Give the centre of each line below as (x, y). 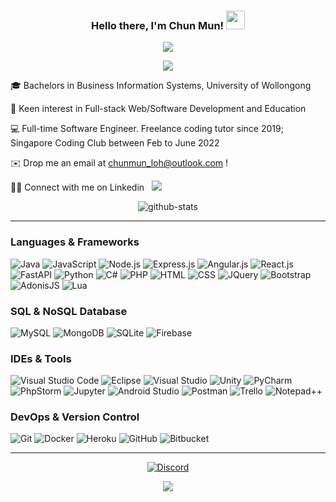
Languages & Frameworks (75, 242)
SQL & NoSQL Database (69, 311)
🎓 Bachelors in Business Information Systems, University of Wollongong (161, 86)
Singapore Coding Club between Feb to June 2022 (115, 143)
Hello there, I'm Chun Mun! (157, 25)
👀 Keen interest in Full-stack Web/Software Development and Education (158, 109)
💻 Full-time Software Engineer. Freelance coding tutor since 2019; (147, 129)
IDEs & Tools (41, 358)
